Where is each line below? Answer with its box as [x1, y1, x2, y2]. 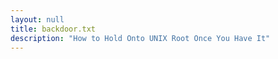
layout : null [10, 14, 65, 25]
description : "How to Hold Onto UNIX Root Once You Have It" [10, 33, 271, 43]
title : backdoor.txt [10, 24, 97, 34]
